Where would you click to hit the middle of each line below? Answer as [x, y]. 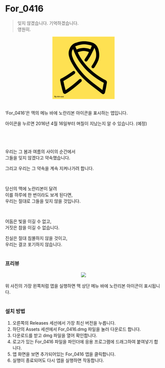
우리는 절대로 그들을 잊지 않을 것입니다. [43, 201]
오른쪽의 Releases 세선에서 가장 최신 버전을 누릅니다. [64, 323]
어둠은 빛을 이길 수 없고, [28, 221]
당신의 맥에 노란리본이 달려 [31, 189]
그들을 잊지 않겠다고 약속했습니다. [38, 158]
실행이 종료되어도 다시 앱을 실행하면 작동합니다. [58, 361]
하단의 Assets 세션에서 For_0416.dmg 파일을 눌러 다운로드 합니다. [77, 329]
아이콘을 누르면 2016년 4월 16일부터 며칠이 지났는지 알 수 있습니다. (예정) [76, 123]
